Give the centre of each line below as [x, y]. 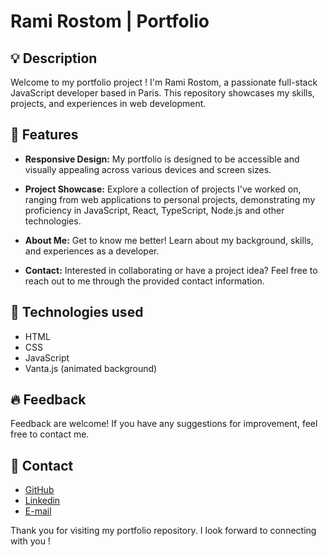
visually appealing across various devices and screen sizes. [148, 169]
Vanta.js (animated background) [91, 368]
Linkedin [42, 501]
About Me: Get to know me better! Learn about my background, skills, [169, 240]
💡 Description [54, 58]
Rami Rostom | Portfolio [110, 21]
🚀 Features [44, 135]
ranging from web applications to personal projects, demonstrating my [170, 199]
